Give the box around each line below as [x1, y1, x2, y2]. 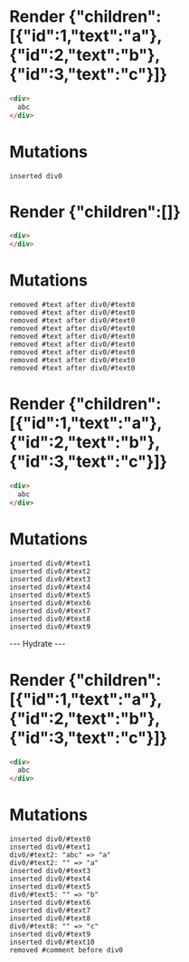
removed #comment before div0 [9, 946, 124, 955]
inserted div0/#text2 [9, 566, 91, 576]
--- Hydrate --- [9, 638, 66, 649]
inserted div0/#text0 [9, 835, 91, 844]
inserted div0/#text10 [9, 938, 95, 948]
